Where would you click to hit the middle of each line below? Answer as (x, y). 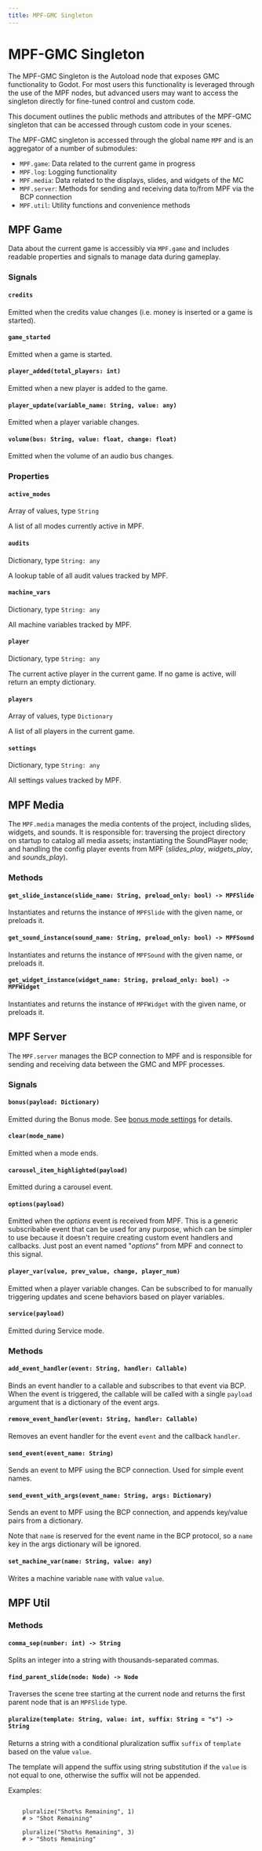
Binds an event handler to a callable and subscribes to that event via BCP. (127, 1386)
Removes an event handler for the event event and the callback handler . (124, 1437)
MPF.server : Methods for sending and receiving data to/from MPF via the (137, 188)
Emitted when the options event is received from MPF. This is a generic (123, 1221)
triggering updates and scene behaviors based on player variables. (116, 1297)
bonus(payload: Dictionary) (54, 1103)
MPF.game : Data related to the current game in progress (107, 163)
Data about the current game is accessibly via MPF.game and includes (119, 249)
